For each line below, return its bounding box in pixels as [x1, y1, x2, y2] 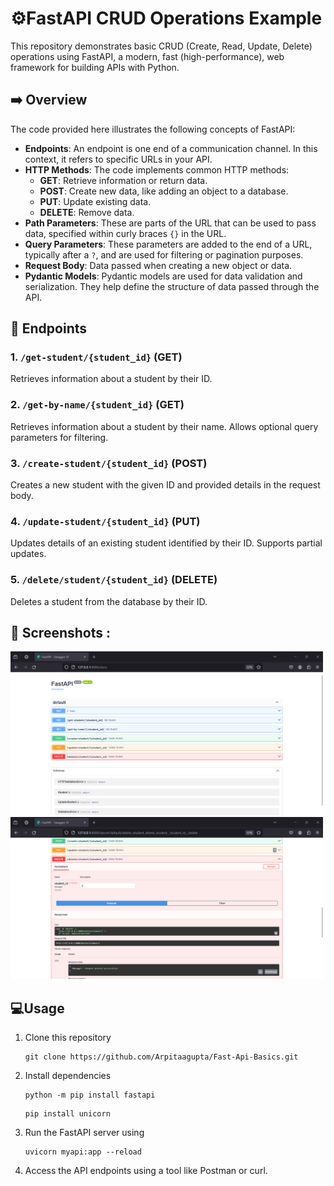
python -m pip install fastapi [24, 1090, 156, 1101]
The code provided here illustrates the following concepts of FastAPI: [10, 123, 296, 135]
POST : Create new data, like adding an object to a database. [39, 185, 289, 197]
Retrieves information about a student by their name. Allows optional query [10, 420, 319, 432]
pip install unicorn [24, 1109, 111, 1119]
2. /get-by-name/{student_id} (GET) [10, 398, 185, 412]
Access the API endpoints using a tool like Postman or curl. [24, 1165, 268, 1177]
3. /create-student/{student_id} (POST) [10, 456, 208, 470]
